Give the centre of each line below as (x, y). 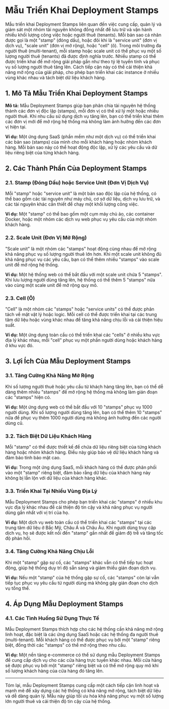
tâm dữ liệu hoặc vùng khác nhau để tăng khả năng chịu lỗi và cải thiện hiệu (84, 320)
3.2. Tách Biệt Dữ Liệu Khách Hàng (48, 436)
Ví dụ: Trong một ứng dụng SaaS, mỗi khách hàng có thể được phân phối (81, 467)
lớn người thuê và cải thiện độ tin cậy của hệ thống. (58, 701)
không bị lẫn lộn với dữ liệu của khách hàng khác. (57, 478)
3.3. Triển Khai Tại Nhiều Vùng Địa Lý (51, 491)
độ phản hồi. (18, 538)
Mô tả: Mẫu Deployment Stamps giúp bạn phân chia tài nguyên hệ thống (80, 106)
